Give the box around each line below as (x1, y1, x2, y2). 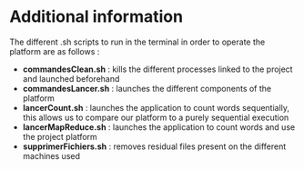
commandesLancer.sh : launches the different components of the (22, 83, 272, 94)
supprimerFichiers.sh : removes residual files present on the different (22, 141, 287, 152)
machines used (22, 150, 80, 161)
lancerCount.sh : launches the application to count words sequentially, (22, 102, 289, 113)
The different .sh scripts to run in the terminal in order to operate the (9, 36, 266, 47)
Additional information (9, 6, 184, 27)
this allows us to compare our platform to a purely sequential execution (22, 112, 289, 123)
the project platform (22, 131, 97, 142)
